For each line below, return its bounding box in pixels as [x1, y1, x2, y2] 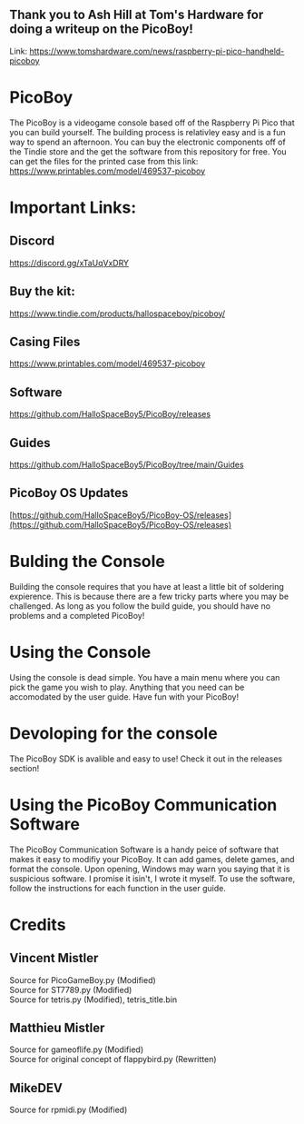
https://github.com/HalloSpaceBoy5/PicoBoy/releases [9, 409, 211, 420]
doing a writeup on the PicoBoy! [9, 22, 193, 37]
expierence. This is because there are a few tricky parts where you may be [9, 591, 289, 602]
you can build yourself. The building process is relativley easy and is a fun [9, 126, 286, 137]
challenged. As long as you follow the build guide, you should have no [9, 600, 270, 612]
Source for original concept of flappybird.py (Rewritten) [9, 1054, 217, 1065]
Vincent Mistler [9, 950, 99, 966]
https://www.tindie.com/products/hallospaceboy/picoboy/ [9, 308, 226, 319]
